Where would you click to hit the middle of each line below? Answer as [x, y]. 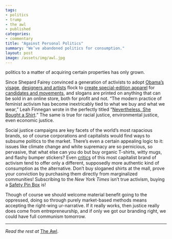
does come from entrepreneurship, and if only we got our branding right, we [86, 211]
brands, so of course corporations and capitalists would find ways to [78, 136]
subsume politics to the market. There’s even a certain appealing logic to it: [84, 141]
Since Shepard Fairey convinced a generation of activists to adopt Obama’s [85, 82]
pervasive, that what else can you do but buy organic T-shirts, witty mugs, [84, 152]
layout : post [19, 53]
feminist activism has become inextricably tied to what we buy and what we [85, 104]
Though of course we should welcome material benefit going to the [76, 195]
